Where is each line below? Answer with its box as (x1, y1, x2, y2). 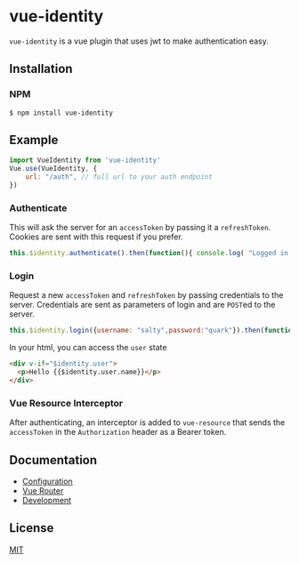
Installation (9, 61, 73, 76)
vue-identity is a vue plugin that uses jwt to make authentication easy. (9, 36, 269, 46)
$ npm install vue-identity (9, 109, 114, 117)
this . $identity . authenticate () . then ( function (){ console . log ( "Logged (9, 249, 277, 258)
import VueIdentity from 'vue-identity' (9, 156, 162, 165)
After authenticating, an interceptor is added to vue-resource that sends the (9, 417, 286, 428)
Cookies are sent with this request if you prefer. (9, 231, 184, 242)
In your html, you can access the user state (9, 342, 167, 353)
